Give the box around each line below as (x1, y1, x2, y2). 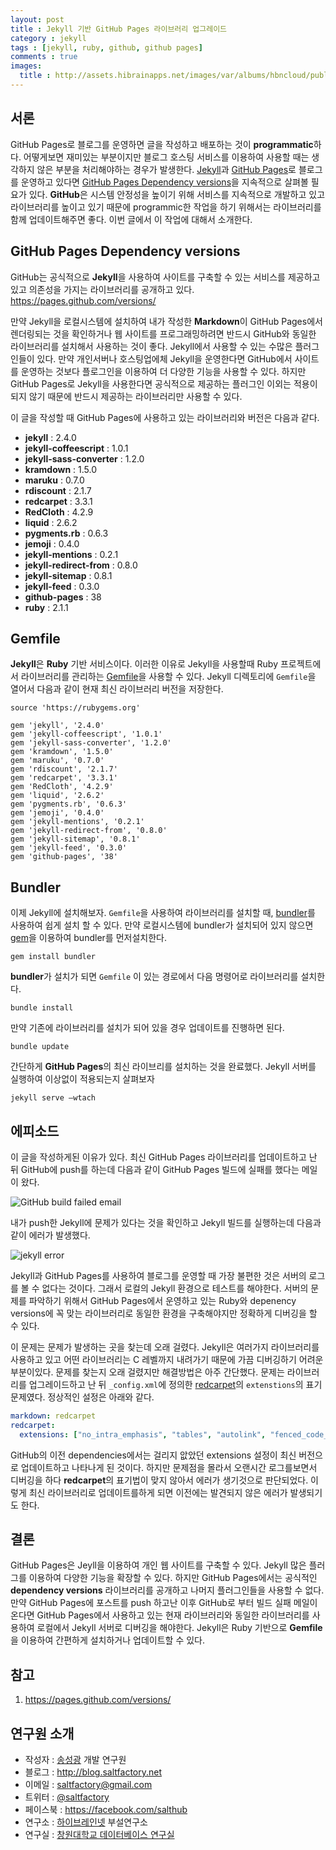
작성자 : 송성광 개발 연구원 (24, 1754, 127, 1765)
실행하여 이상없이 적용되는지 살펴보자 (10, 1073, 155, 1085)
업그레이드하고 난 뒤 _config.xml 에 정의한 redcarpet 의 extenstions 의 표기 (28, 1378, 323, 1390)
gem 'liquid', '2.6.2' (10, 791, 105, 801)
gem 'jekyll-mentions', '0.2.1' (10, 817, 145, 827)
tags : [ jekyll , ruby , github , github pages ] (10, 42, 203, 53)
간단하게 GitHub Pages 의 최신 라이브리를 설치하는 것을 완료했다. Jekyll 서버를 (10, 1061, 317, 1073)
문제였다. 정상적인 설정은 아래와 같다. (10, 1391, 155, 1403)
